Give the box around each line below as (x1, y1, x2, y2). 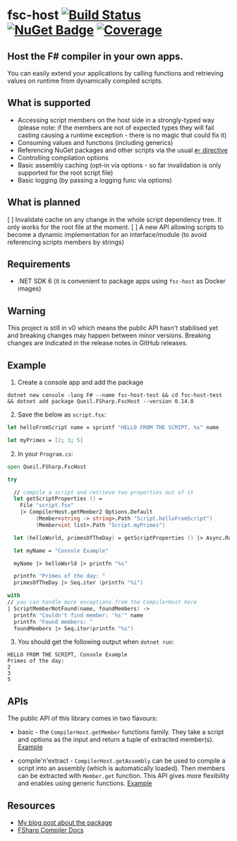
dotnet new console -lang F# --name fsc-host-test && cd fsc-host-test (7, 392, 222, 399)
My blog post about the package (17, 818, 113, 827)
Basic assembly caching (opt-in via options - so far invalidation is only (17, 161, 221, 169)
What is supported (7, 97, 91, 109)
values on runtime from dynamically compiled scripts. (7, 76, 164, 85)
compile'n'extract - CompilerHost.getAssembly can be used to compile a (17, 757, 226, 765)
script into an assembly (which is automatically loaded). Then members (17, 764, 226, 772)
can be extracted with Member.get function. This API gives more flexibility (17, 772, 229, 780)
